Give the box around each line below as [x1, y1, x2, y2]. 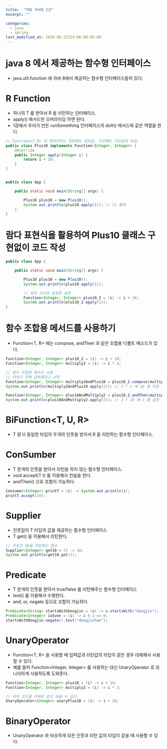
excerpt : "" [5, 12, 30, 17]
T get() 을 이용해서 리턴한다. [12, 533, 68, 539]
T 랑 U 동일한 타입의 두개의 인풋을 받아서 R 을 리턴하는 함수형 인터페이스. [12, 431, 154, 437]
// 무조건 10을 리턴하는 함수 [5, 543, 57, 548]
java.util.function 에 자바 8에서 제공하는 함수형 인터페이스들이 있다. [12, 75, 143, 81]
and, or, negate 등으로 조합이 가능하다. [12, 599, 89, 605]
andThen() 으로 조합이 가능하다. [12, 479, 76, 484]
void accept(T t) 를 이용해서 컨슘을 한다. [12, 472, 92, 478]
